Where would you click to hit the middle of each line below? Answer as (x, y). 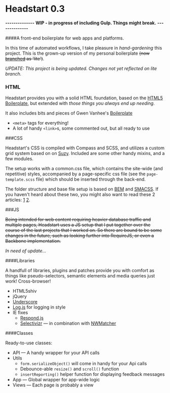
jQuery (19, 296)
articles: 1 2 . (18, 200)
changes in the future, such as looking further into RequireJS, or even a (80, 235)
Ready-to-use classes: (29, 343)
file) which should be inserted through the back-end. (91, 179)
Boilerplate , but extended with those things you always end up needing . (80, 103)
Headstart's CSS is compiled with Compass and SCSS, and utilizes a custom (85, 148)
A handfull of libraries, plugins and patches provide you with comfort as (80, 270)
